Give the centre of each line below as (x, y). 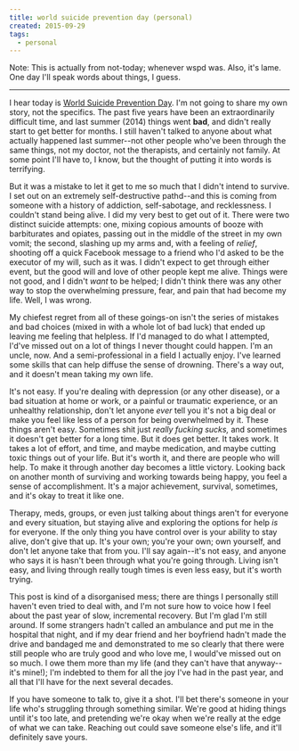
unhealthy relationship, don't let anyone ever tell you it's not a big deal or (142, 410)
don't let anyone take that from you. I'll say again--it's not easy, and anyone (148, 551)
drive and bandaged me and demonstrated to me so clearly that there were (147, 644)
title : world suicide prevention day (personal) (101, 17)
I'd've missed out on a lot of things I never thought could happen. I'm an (141, 346)
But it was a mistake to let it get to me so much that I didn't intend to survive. (149, 186)
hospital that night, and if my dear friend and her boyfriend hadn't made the (148, 635)
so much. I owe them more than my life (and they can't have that (127, 663)
